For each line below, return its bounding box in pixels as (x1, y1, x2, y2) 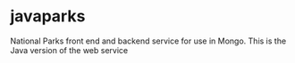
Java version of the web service (10, 44, 129, 55)
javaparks (10, 6, 86, 27)
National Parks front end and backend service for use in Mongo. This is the (10, 35, 287, 46)
